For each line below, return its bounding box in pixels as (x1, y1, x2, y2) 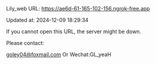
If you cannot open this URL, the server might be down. (6, 28, 141, 35)
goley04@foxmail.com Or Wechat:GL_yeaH (6, 51, 112, 58)
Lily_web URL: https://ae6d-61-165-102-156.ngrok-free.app (6, 5, 150, 12)
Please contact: (6, 40, 44, 46)
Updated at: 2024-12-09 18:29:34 (6, 17, 89, 23)
